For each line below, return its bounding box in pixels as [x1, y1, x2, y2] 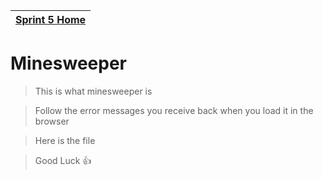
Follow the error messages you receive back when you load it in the [34, 104, 314, 116]
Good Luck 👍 [34, 154, 92, 166]
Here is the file [34, 134, 96, 146]
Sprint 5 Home [15, 13, 87, 26]
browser [34, 115, 70, 127]
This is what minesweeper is [34, 85, 153, 97]
